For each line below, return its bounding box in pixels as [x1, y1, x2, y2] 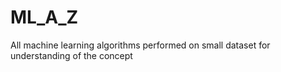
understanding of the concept [10, 49, 133, 61]
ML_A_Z [10, 6, 79, 29]
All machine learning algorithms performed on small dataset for [10, 39, 271, 51]
